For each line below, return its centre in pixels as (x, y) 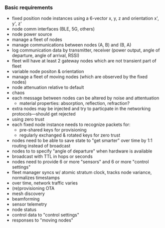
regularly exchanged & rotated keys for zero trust (70, 135)
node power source (32, 34)
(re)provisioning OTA (33, 188)
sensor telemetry (29, 204)
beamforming (26, 199)
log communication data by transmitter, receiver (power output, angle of (86, 50)
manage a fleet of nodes (37, 39)
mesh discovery (28, 193)
